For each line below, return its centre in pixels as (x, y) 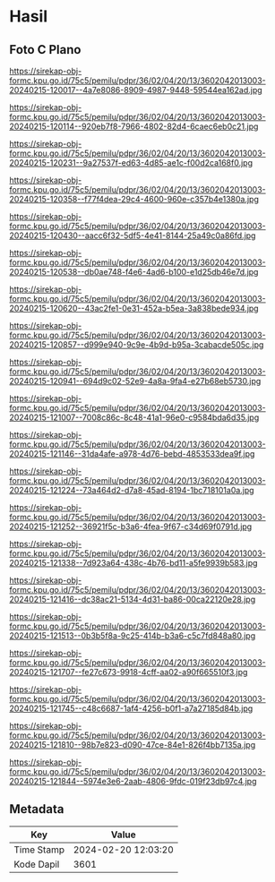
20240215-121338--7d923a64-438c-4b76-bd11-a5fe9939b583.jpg (133, 563)
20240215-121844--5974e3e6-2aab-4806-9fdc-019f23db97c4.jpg (133, 781)
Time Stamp (39, 850)
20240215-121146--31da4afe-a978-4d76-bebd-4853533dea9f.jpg (132, 454)
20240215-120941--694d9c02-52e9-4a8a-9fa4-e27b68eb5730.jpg (135, 381)
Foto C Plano (45, 50)
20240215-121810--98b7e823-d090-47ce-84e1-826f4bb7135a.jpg (133, 745)
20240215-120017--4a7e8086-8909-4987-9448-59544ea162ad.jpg (136, 90)
